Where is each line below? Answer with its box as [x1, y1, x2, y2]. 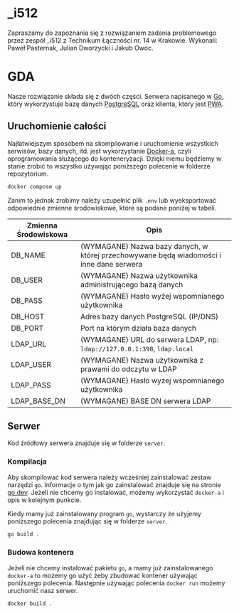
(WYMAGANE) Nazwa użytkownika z [80, 355, 204, 365]
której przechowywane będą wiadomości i [80, 250, 222, 260]
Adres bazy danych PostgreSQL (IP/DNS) [80, 311, 219, 321]
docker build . [7, 599, 53, 607]
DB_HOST [11, 311, 45, 321]
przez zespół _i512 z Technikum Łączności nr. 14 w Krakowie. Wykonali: [7, 36, 218, 44]
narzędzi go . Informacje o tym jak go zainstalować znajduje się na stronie [7, 480, 222, 489]
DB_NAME [11, 250, 46, 260]
